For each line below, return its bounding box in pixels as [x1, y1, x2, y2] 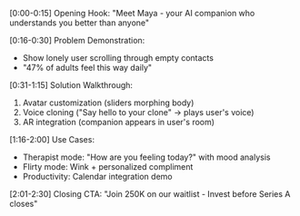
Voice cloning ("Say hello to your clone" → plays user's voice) [22, 107, 255, 117]
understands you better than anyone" [9, 17, 150, 28]
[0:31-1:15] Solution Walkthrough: [9, 80, 134, 90]
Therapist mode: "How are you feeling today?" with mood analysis [22, 152, 271, 162]
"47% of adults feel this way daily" [22, 63, 153, 73]
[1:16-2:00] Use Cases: [9, 134, 95, 144]
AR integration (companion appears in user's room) [22, 117, 215, 127]
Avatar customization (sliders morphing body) [22, 97, 195, 108]
